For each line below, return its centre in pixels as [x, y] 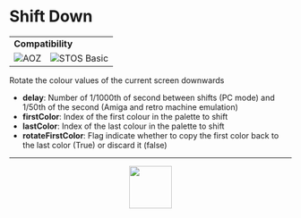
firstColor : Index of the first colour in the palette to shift [125, 116]
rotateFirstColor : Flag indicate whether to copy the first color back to [150, 135]
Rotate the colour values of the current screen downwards [117, 80]
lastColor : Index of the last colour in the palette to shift [123, 126]
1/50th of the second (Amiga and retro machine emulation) [130, 107]
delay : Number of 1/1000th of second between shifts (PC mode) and [148, 97]
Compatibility [43, 44]
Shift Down [51, 17]
